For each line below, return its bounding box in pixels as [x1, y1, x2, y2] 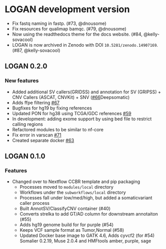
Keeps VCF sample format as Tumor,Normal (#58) [19, 227, 124, 233]
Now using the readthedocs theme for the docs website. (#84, [12, 31, 143, 37]
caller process [19, 200, 50, 206]
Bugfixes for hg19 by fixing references [12, 105, 92, 111]
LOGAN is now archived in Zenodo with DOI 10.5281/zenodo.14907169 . [12, 42, 158, 48]
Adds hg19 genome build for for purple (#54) [19, 222, 114, 228]
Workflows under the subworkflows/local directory [19, 189, 126, 196]
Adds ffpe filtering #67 [12, 99, 60, 105]
